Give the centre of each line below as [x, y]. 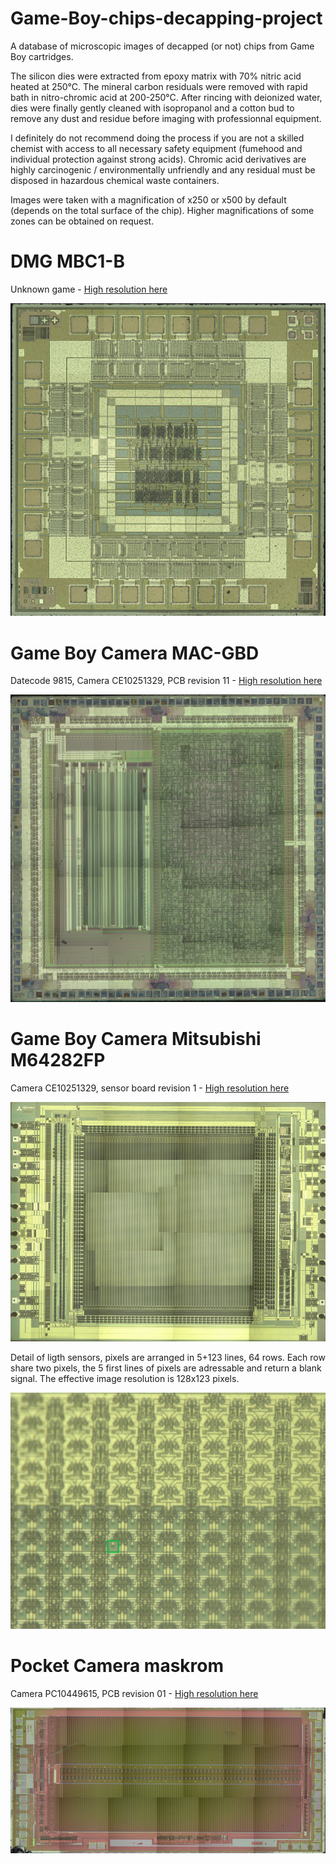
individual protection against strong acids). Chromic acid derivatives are [158, 159]
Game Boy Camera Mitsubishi [136, 1038]
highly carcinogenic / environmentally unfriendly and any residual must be [163, 169]
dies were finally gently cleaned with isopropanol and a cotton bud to [152, 108]
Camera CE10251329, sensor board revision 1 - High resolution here [150, 1088]
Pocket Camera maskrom [117, 1665]
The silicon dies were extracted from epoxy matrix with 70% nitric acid [156, 76]
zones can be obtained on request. [82, 221]
